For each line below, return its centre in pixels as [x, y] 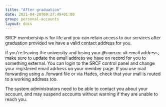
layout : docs [19, 24]
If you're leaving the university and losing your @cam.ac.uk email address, [82, 53]
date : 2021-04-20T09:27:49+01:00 [40, 14]
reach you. [16, 100]
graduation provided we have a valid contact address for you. [68, 43]
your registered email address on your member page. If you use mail [76, 69]
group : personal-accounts [32, 19]
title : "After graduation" [33, 10]
